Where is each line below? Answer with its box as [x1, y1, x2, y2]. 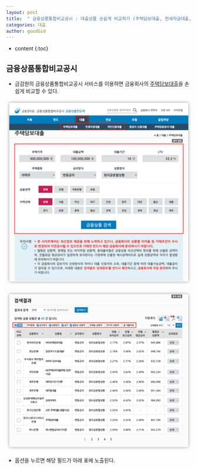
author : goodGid [6, 28, 46, 34]
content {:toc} [14, 45, 49, 52]
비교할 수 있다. [25, 88, 59, 95]
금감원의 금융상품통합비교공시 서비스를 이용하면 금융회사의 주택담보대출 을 [14, 80, 183, 88]
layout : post [6, 9, 38, 15]
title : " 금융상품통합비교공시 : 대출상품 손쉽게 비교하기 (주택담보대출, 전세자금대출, [6, 15, 192, 22]
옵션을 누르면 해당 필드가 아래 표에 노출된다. [14, 457, 116, 464]
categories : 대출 [6, 22, 46, 28]
